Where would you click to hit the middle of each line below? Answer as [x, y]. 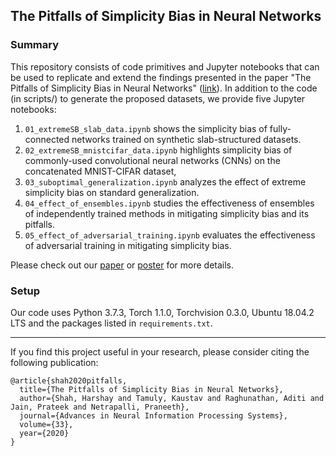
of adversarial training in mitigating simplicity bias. [128, 245]
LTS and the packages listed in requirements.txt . [111, 323]
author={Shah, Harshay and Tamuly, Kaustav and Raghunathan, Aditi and [172, 398]
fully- [280, 128]
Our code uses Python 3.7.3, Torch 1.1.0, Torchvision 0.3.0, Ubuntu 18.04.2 [162, 312]
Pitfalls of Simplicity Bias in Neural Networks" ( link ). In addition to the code [164, 88]
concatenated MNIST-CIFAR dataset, [100, 171]
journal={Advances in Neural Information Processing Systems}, [153, 415]
